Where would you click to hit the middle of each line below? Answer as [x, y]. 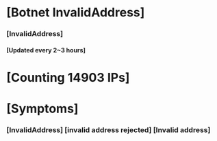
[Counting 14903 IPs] [68, 77]
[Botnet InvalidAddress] [76, 13]
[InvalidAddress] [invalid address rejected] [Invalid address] [108, 130]
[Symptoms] [42, 109]
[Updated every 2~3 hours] [46, 50]
